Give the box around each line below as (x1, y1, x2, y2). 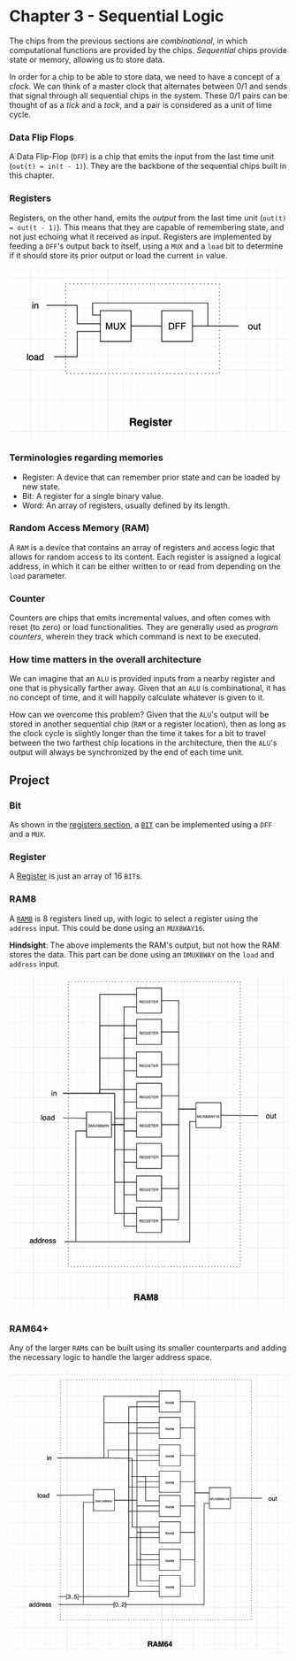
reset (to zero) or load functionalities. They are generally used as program (9, 622, 278, 633)
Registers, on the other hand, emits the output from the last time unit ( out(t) (9, 212, 287, 223)
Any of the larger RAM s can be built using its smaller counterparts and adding (9, 1342, 287, 1353)
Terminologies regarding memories (9, 451, 163, 464)
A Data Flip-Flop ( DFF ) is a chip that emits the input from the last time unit (9, 151, 275, 162)
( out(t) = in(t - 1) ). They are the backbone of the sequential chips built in (9, 161, 287, 172)
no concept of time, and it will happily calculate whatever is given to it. (9, 692, 265, 703)
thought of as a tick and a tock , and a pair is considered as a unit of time (9, 99, 272, 110)
